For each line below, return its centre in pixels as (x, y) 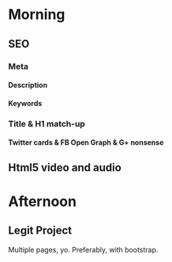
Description (28, 85)
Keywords (25, 103)
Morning (37, 15)
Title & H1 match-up (47, 123)
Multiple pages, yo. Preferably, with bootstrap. (83, 249)
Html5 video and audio (65, 167)
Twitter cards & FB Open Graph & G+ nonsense (86, 142)
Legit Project (40, 231)
